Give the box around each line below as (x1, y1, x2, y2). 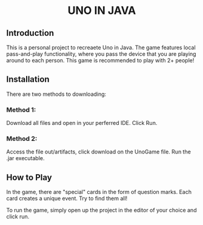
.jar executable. (6, 155, 45, 162)
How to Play (6, 172, 53, 183)
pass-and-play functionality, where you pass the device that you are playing (6, 50, 196, 58)
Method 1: (6, 106, 36, 114)
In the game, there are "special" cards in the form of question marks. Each (6, 189, 192, 196)
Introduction (6, 28, 55, 38)
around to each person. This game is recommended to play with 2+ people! (6, 57, 195, 64)
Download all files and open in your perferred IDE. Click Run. (6, 119, 158, 127)
